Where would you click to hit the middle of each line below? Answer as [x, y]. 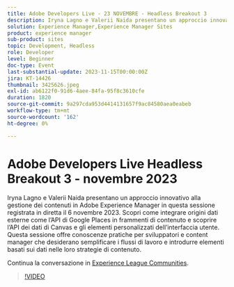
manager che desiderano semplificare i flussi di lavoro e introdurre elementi [116, 242]
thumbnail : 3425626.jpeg [43, 85]
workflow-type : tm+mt [39, 110]
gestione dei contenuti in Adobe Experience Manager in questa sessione [111, 205]
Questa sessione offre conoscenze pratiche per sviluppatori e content [108, 235]
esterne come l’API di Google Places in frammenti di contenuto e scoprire [112, 220]
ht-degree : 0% [28, 123]
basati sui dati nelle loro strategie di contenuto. [74, 249]
